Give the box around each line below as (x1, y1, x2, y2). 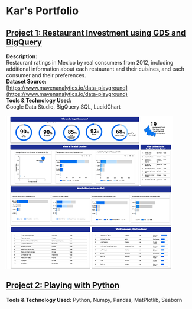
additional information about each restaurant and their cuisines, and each (6, 65, 185, 72)
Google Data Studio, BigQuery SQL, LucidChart (6, 103, 121, 110)
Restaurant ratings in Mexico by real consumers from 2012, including (6, 59, 174, 66)
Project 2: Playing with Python (6, 281, 120, 291)
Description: (6, 53, 37, 60)
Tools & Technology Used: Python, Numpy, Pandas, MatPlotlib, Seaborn (6, 296, 183, 303)
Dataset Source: (6, 78, 47, 85)
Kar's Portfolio (6, 4, 79, 18)
